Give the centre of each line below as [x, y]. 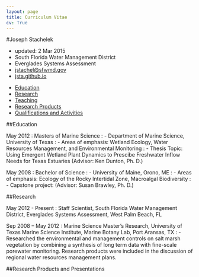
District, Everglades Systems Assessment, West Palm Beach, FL [84, 215]
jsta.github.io [31, 76]
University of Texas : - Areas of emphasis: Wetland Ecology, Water [87, 142]
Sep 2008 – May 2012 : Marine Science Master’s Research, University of [94, 226]
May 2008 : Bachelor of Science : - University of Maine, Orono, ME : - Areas [99, 173]
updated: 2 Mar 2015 [40, 51]
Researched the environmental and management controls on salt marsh [93, 238]
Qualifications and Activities [49, 113]
